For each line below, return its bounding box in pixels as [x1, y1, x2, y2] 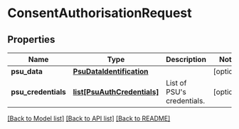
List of [166, 78, 187, 88]
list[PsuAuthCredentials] [73, 87, 159, 97]
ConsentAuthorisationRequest [7, 5, 192, 21]
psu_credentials [11, 87, 66, 97]
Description [166, 55, 206, 64]
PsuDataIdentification [73, 66, 149, 76]
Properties [7, 33, 55, 46]
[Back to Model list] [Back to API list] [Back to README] [7, 114, 171, 123]
